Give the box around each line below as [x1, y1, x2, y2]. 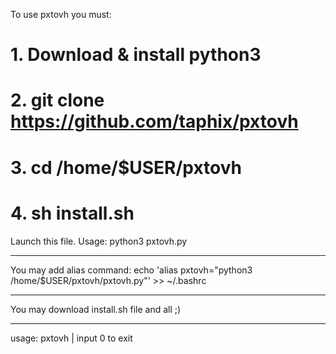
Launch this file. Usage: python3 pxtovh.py [10, 235, 188, 247]
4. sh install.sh [10, 202, 135, 224]
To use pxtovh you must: [10, 9, 112, 20]
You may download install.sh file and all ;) [10, 303, 182, 315]
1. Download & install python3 [10, 44, 262, 66]
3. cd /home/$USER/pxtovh [10, 156, 243, 179]
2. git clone [10, 89, 105, 112]
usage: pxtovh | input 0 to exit [10, 332, 133, 344]
